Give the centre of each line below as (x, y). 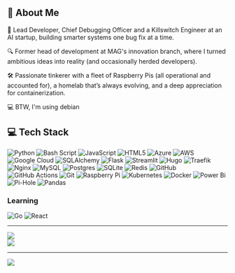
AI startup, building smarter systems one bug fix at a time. (91, 37)
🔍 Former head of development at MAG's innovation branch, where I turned (116, 51)
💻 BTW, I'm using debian (43, 106)
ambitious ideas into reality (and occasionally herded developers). (102, 61)
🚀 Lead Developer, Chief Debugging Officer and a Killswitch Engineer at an (115, 29)
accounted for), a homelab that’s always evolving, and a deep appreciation (115, 85)
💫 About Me (33, 13)
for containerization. (36, 92)
